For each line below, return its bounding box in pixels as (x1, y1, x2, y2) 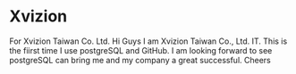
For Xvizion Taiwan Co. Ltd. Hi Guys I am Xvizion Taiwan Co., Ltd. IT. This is (9, 36, 288, 46)
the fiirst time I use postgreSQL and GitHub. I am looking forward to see (9, 45, 273, 55)
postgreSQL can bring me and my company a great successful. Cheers (9, 54, 271, 65)
